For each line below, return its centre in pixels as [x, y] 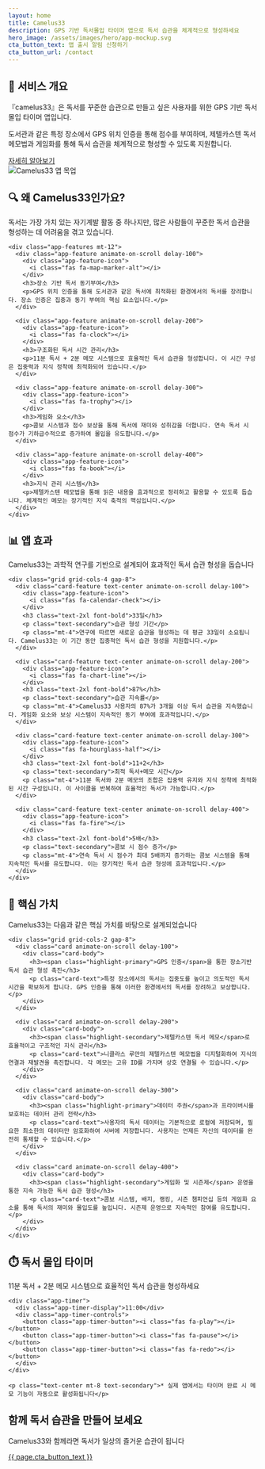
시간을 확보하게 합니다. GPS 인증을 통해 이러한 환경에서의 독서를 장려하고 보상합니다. [130, 988]
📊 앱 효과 [30, 541]
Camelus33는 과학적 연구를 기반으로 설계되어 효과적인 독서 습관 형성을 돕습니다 [131, 564]
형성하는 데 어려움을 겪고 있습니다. [61, 231]
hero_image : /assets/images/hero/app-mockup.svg [90, 38]
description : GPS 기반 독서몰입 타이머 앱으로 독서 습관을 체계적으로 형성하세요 [124, 30]
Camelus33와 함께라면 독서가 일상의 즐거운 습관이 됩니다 [97, 1440]
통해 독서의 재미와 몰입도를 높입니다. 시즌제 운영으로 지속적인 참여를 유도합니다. [137, 1208]
